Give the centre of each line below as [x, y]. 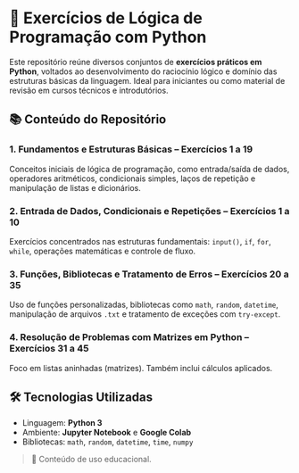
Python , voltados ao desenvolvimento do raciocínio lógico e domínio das [143, 71]
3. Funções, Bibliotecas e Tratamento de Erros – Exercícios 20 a [149, 274]
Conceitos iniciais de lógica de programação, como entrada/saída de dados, [149, 169]
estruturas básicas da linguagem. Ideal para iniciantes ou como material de [147, 80]
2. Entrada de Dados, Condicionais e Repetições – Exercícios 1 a [149, 211]
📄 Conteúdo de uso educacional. [91, 460]
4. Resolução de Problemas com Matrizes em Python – [129, 337]
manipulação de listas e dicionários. [75, 187]
